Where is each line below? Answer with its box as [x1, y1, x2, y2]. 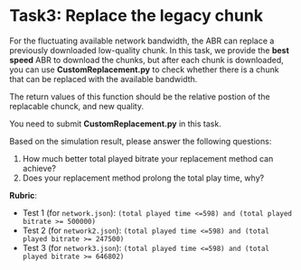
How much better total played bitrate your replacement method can [22, 153, 274, 163]
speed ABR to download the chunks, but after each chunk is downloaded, [9, 54, 285, 65]
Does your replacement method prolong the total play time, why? [22, 172, 265, 183]
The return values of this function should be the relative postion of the [9, 91, 270, 102]
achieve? [22, 163, 57, 173]
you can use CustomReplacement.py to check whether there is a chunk [9, 64, 279, 75]
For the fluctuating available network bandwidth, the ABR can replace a [9, 35, 275, 46]
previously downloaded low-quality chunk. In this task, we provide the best [9, 44, 289, 55]
